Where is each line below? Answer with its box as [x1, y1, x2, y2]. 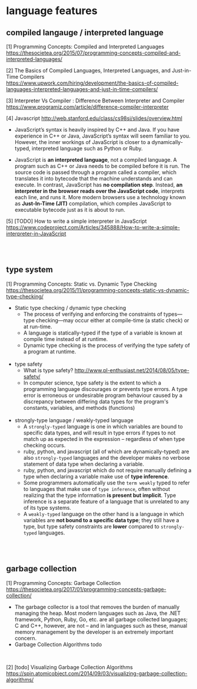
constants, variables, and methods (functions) [23, 404, 135, 411]
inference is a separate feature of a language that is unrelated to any [23, 498, 189, 505]
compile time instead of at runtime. [23, 335, 108, 342]
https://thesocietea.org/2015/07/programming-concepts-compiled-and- [6, 49, 181, 56]
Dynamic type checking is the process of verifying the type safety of [23, 342, 190, 349]
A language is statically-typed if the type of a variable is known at [23, 329, 182, 336]
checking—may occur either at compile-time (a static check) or [35, 316, 189, 324]
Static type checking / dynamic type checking [14, 304, 126, 311]
